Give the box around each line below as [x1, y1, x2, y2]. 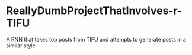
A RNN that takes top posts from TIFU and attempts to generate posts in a [6, 36, 187, 43]
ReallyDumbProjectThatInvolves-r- [6, 4, 183, 18]
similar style [6, 42, 36, 49]
